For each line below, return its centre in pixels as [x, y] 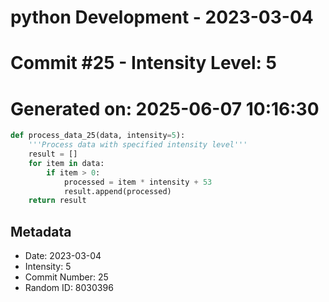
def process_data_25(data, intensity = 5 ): [98, 136]
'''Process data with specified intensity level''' [138, 145]
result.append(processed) [117, 191]
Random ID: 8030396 [69, 288]
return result [57, 201]
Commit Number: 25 [66, 277]
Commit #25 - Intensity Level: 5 [144, 63]
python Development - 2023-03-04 [162, 17]
